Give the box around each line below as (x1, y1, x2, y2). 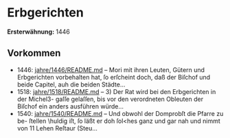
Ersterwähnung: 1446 (7, 27, 70, 36)
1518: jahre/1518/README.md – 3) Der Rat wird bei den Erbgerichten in (16, 87, 216, 95)
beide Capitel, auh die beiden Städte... (16, 80, 126, 89)
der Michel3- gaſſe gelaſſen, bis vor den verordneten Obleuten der (16, 95, 204, 103)
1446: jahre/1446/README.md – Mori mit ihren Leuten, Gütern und (16, 65, 205, 73)
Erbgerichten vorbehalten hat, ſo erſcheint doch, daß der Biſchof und (16, 73, 211, 81)
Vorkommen (7, 47, 61, 59)
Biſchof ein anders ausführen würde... (16, 102, 124, 111)
